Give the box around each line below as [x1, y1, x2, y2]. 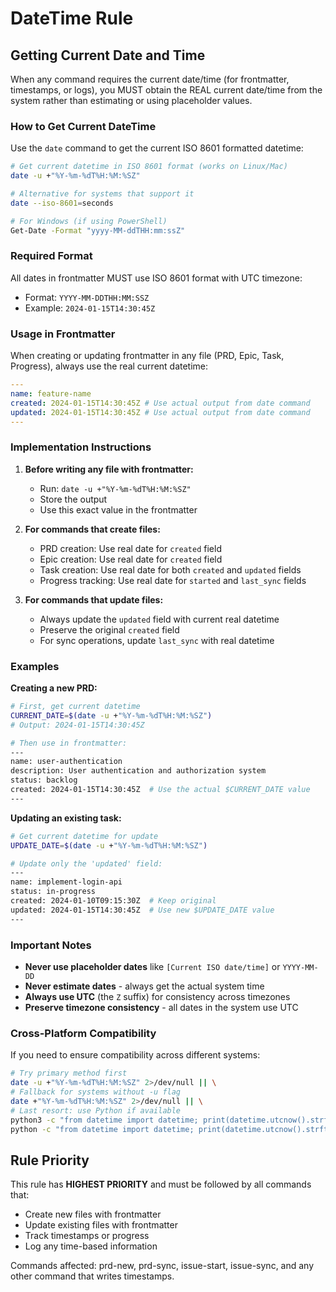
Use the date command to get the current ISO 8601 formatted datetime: [10, 142, 304, 154]
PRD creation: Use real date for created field [39, 542, 222, 554]
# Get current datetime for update [10, 831, 159, 841]
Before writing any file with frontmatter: [24, 463, 194, 475]
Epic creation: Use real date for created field [39, 553, 223, 565]
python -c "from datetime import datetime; [10, 1124, 195, 1134]
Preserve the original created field [39, 623, 180, 636]
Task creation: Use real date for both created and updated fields [39, 563, 302, 576]
